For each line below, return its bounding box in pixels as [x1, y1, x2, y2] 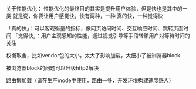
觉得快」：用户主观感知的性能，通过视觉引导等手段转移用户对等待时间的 [17, 32, 190, 39]
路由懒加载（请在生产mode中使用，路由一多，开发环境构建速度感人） [6, 77, 174, 84]
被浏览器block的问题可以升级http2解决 [6, 64, 99, 71]
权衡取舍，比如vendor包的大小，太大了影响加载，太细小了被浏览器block [6, 52, 181, 59]
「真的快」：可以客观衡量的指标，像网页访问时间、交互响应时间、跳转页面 [6, 25, 184, 32]
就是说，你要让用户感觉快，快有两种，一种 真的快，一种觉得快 [12, 12, 163, 19]
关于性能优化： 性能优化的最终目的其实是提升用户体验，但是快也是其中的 [6, 5, 183, 12]
